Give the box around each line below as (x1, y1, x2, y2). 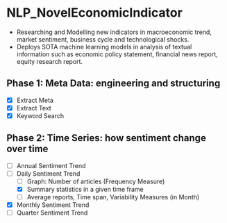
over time (6, 143, 49, 155)
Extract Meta (16, 96, 53, 104)
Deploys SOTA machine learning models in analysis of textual (16, 42, 192, 51)
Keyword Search (16, 111, 64, 119)
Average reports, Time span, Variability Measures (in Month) (26, 193, 200, 201)
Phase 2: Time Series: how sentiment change (6, 132, 206, 144)
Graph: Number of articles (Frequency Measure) (26, 177, 165, 185)
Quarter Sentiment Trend (16, 208, 88, 217)
